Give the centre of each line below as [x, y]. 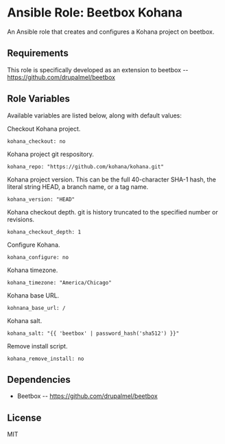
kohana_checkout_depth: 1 [44, 232]
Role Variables [38, 99]
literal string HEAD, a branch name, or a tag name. [78, 186]
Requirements [38, 53]
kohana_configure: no [38, 257]
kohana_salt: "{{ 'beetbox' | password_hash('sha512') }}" [93, 333]
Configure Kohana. [34, 245]
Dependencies [39, 379]
